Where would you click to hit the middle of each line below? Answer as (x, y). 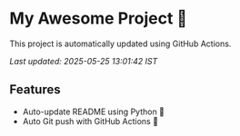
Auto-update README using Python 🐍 (94, 112)
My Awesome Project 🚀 (99, 19)
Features (35, 90)
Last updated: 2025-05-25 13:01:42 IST (84, 61)
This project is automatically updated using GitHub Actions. (120, 44)
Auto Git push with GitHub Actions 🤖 (90, 121)
